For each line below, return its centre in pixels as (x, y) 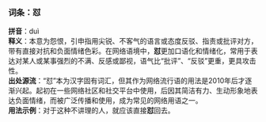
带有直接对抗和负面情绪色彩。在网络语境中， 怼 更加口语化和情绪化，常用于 (129, 51)
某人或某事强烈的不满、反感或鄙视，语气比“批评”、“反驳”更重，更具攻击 (139, 61)
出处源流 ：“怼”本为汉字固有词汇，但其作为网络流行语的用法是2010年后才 (127, 81)
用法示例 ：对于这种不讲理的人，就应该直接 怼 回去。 (91, 111)
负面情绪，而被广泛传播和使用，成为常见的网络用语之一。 (108, 101)
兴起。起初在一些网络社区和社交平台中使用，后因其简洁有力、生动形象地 (133, 91)
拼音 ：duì (24, 31)
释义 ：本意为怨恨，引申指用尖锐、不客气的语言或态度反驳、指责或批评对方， (133, 41)
